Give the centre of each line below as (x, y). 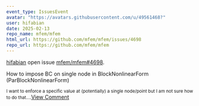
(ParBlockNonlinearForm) (38, 80)
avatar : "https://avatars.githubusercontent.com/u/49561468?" (86, 17)
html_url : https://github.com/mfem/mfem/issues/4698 (74, 40)
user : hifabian (25, 23)
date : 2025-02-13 (28, 28)
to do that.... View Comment (38, 97)
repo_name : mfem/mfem (33, 34)
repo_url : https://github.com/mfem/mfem (58, 46)
